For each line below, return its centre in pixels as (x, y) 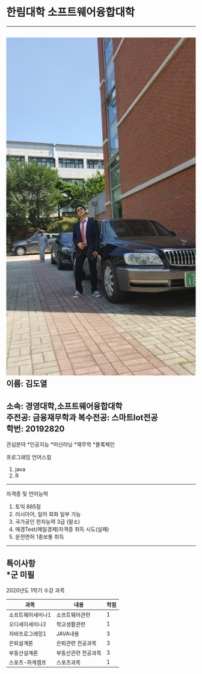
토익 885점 (28, 507)
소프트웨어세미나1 (30, 615)
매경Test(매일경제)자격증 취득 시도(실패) (62, 529)
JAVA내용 (68, 634)
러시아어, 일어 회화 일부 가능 (48, 514)
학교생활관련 (71, 624)
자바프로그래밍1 (28, 634)
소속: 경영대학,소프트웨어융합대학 (64, 406)
